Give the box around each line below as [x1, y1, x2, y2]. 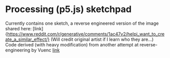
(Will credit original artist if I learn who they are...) [50, 36, 154, 42]
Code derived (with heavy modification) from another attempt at [5, 41, 139, 47]
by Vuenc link [31, 47, 60, 53]
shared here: [5, 25, 32, 31]
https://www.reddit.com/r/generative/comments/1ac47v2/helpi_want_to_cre [7, 31, 165, 37]
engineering [5, 47, 30, 53]
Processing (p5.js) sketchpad [5, 4, 132, 15]
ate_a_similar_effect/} [5, 36, 50, 42]
